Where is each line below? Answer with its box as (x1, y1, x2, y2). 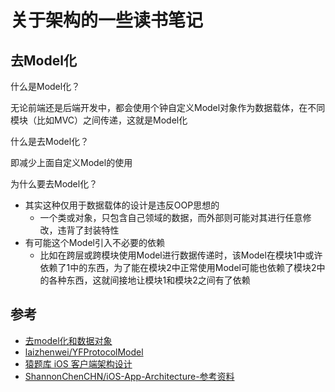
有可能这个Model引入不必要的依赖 (24, 237, 165, 248)
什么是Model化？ (10, 81, 81, 92)
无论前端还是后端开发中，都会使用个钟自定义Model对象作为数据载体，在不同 (10, 102, 326, 113)
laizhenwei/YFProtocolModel (24, 346, 144, 358)
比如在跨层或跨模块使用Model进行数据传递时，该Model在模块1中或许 (39, 249, 323, 261)
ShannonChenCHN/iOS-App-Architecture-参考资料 (24, 370, 235, 382)
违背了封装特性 (57, 224, 120, 236)
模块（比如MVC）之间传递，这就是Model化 (10, 114, 188, 126)
